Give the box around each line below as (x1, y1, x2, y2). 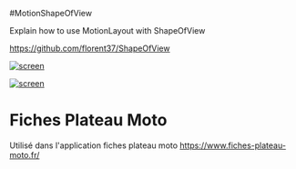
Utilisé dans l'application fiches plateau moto (9, 140, 179, 151)
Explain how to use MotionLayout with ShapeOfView (9, 25, 206, 35)
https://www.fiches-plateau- (179, 140, 287, 151)
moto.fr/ (9, 149, 40, 160)
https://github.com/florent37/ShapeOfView (9, 43, 170, 54)
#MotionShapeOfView (9, 8, 93, 18)
